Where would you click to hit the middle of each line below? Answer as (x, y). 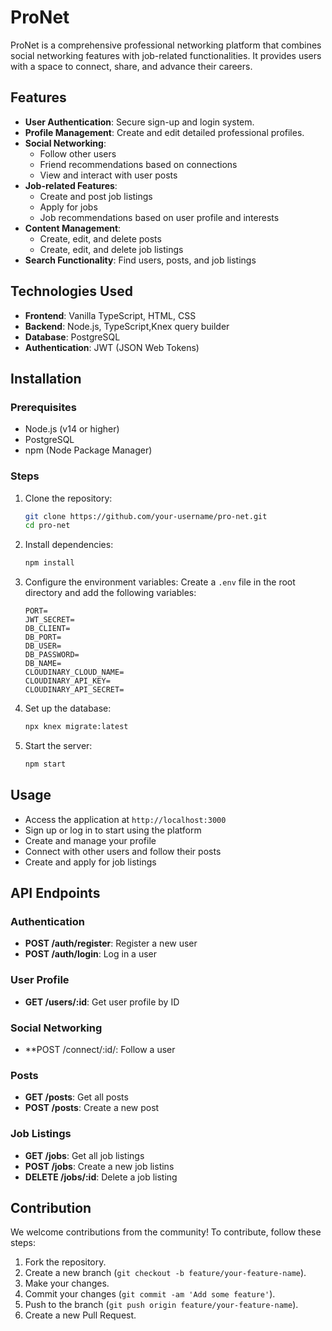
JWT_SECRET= (49, 620)
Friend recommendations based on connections (138, 164)
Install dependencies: (69, 545)
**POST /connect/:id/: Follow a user (100, 1050)
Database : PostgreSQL (72, 337)
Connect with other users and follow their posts (123, 851)
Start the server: (58, 746)
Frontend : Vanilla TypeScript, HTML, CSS (110, 315)
